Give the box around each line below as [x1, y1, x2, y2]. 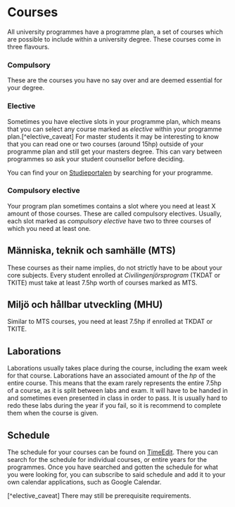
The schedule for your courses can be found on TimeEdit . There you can [7, 448, 218, 456]
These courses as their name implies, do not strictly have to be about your [7, 263, 223, 272]
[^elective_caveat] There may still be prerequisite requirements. [7, 492, 191, 500]
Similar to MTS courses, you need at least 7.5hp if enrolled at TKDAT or [7, 318, 213, 326]
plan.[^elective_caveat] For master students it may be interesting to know [7, 132, 220, 141]
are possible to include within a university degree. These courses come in [7, 35, 222, 43]
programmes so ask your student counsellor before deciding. [7, 154, 185, 163]
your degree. [7, 84, 45, 92]
